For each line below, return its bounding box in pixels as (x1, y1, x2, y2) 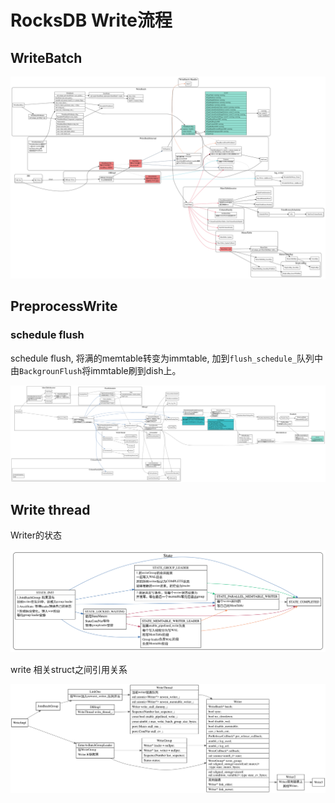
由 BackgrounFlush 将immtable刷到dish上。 (10, 364, 182, 376)
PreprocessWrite (10, 298, 118, 315)
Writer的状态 (10, 529, 62, 541)
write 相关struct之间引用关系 (10, 664, 128, 676)
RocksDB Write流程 (10, 9, 173, 32)
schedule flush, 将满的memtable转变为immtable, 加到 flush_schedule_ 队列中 (10, 352, 323, 364)
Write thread (10, 501, 91, 518)
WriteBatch (10, 49, 83, 66)
